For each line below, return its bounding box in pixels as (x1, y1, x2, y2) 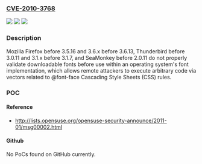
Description (6, 34, 42, 42)
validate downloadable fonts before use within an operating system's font (6, 61, 189, 68)
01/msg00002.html (14, 123, 63, 131)
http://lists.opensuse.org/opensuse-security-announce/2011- (14, 117, 167, 124)
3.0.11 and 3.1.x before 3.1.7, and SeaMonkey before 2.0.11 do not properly (6, 54, 188, 61)
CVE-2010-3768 (6, 4, 55, 13)
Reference (6, 103, 33, 111)
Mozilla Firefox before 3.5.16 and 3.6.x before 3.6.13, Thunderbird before (6, 47, 185, 55)
